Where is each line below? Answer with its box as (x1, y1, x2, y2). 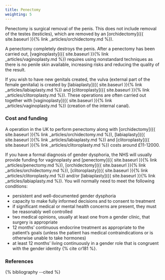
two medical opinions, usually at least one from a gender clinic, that (12, 214, 150, 220)
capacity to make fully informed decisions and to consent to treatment (12, 198, 156, 204)
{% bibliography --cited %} (5, 269, 61, 275)
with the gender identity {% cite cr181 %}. (12, 245, 97, 251)
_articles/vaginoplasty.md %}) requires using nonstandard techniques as (5, 56, 153, 62)
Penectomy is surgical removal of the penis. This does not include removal (5, 25, 157, 31)
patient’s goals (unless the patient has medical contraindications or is (12, 229, 153, 235)
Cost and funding (5, 115, 48, 122)
